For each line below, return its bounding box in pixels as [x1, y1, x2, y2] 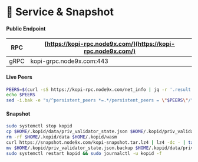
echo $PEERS [6, 92, 35, 98]
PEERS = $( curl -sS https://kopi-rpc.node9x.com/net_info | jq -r [6, 86, 167, 93]
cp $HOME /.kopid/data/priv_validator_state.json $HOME [6, 129, 144, 134]
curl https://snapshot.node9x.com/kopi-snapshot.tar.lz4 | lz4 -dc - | [6, 140, 186, 146]
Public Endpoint [6, 25, 46, 32]
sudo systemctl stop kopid [6, 123, 72, 129]
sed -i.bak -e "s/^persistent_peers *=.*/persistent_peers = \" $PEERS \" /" [6, 97, 194, 103]
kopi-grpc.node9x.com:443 [30, 57, 109, 65]
